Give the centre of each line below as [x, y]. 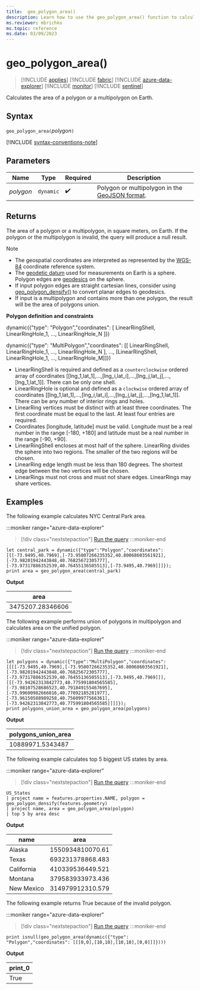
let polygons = [25, 662]
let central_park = [30, 550]
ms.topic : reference [32, 28]
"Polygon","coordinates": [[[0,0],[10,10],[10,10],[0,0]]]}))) [86, 942]
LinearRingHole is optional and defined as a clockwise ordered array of [101, 388]
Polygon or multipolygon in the [140, 188]
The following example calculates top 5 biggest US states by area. [87, 759]
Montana [22, 879]
